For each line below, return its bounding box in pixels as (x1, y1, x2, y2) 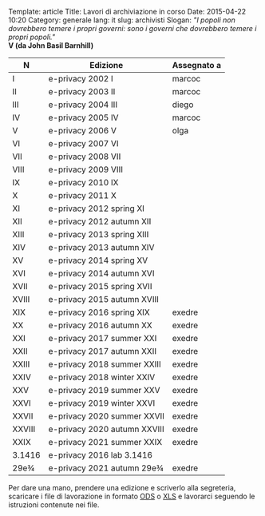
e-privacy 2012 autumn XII (48, 216, 152, 227)
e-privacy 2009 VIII (48, 164, 124, 175)
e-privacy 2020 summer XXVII (48, 411, 165, 422)
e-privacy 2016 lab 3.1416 (48, 450, 153, 460)
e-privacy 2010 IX (48, 177, 119, 188)
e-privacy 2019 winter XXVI (48, 398, 156, 408)
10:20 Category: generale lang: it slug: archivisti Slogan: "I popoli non (8, 15, 235, 25)
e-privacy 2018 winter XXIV (48, 371, 156, 383)
